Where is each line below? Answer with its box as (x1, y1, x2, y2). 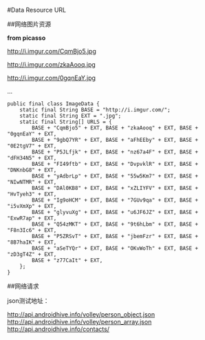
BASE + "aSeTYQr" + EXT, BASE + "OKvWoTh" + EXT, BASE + (32, 245, 198, 252)
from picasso (7, 34, 46, 42)
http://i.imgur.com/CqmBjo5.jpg (7, 47, 96, 55)
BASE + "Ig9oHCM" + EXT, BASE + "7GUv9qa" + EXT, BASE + (32, 197, 198, 204)
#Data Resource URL (7, 6, 67, 14)
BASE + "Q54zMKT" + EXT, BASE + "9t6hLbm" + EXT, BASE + (32, 221, 198, 228)
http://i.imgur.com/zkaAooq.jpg (7, 61, 96, 68)
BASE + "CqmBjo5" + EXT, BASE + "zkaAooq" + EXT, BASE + (32, 125, 198, 131)
